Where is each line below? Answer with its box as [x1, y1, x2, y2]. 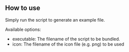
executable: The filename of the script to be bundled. [12, 36, 121, 42]
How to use [5, 4, 40, 12]
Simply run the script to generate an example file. [5, 17, 105, 23]
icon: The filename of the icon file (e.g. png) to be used [12, 41, 125, 47]
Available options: [5, 26, 41, 32]
